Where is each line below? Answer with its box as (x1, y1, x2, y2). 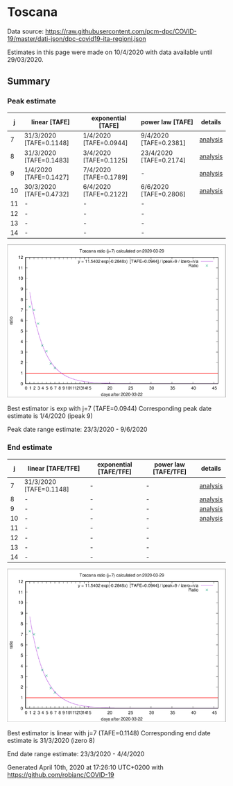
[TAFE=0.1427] (24, 173, 69, 181)
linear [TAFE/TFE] (27, 464, 80, 472)
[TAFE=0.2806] (141, 190, 186, 199)
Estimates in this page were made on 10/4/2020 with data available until (7, 48, 213, 56)
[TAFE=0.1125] (83, 156, 128, 164)
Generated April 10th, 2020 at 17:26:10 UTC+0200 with (7, 763, 164, 771)
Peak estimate (7, 97, 57, 106)
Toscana (7, 4, 58, 20)
